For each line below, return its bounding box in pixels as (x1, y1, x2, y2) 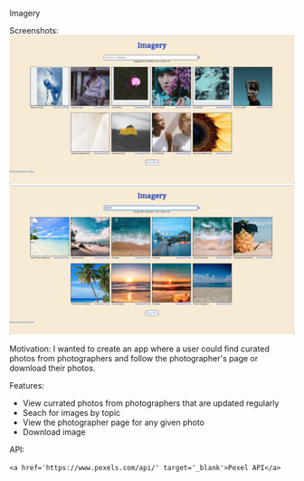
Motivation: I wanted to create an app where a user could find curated (9, 343, 270, 354)
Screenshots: (9, 25, 59, 35)
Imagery (9, 8, 41, 18)
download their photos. (9, 362, 96, 374)
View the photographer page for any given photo (22, 417, 205, 428)
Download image (22, 427, 86, 438)
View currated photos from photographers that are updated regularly (22, 398, 280, 409)
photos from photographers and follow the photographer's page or (9, 353, 259, 364)
